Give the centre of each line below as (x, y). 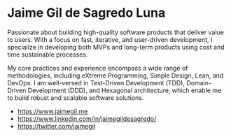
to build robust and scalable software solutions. (76, 98)
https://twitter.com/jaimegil (56, 126)
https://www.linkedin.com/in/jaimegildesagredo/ (87, 118)
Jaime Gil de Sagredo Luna (86, 13)
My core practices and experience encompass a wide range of (98, 68)
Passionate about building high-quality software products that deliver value (115, 32)
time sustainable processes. (48, 55)
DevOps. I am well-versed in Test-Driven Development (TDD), (96, 82)
